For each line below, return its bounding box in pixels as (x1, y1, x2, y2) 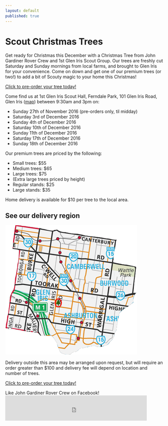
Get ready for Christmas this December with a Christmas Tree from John (5, 52, 156, 58)
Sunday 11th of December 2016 (12, 130, 77, 136)
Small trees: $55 (12, 160, 47, 166)
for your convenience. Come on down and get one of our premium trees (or (5, 69, 162, 75)
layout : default (5, 8, 39, 13)
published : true (5, 13, 39, 19)
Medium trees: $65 (12, 165, 52, 171)
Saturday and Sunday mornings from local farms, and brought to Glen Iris (5, 63, 157, 69)
